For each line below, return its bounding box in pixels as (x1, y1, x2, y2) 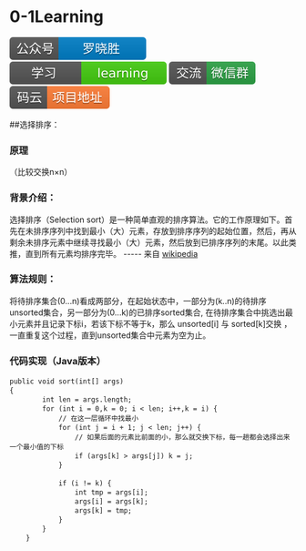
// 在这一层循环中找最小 (57, 414, 139, 423)
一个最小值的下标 (9, 443, 65, 452)
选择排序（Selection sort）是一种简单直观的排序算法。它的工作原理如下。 (9, 214, 285, 225)
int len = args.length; (42, 395, 132, 404)
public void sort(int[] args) (9, 377, 125, 386)
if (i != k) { (57, 479, 112, 488)
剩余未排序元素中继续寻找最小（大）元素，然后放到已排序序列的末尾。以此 (9, 237, 289, 248)
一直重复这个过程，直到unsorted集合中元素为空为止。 (9, 330, 211, 341)
